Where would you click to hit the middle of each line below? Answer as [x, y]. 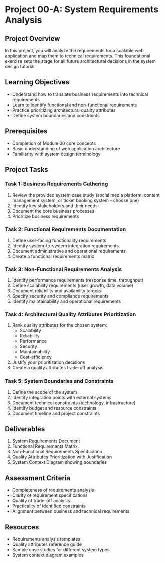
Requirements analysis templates [46, 539]
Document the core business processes [53, 211]
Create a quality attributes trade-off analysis [58, 368]
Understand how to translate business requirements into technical [80, 94]
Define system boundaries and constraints [56, 115]
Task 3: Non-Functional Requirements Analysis [64, 269]
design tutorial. [21, 66]
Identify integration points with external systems [62, 397]
